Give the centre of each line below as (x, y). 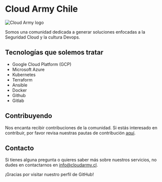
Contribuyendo (29, 116)
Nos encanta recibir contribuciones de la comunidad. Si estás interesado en (81, 127)
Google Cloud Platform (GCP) (42, 64)
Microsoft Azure (28, 69)
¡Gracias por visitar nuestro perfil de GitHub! (50, 175)
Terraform (22, 80)
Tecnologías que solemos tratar (54, 52)
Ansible (20, 85)
